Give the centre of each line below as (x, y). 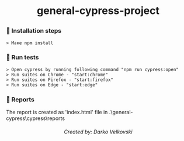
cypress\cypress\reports (36, 118)
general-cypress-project (98, 11)
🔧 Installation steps (34, 31)
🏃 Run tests (22, 58)
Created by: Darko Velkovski (98, 132)
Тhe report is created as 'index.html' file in (57, 112)
